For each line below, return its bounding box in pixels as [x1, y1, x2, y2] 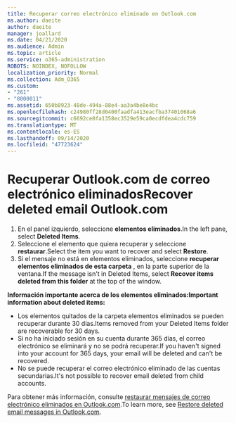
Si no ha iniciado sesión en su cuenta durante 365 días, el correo [17, 334, 206, 343]
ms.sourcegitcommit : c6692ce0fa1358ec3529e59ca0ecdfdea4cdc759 [7, 115, 197, 122]
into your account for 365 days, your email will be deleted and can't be [17, 349, 223, 358]
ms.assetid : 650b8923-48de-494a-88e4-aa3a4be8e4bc [7, 102, 159, 109]
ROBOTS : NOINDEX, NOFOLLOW [7, 63, 86, 70]
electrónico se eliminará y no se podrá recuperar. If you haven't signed [17, 342, 221, 351]
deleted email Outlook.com [7, 201, 169, 217]
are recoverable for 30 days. [17, 327, 100, 335]
